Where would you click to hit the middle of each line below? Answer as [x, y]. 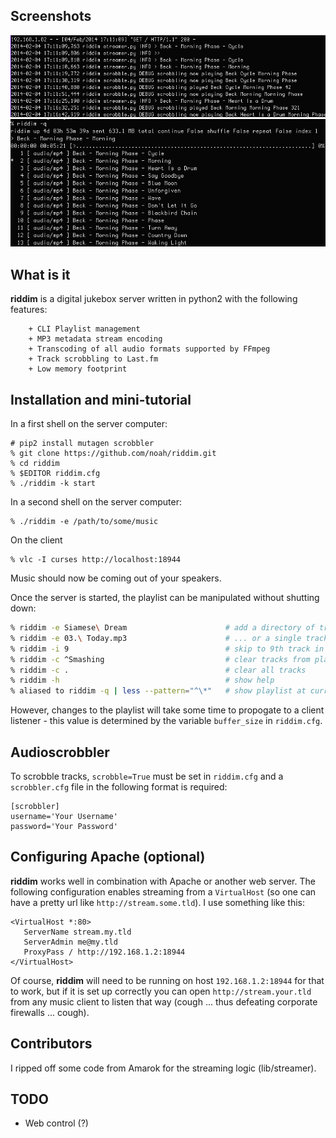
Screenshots [51, 16]
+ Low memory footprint [78, 369]
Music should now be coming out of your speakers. [116, 578]
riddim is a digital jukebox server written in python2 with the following [154, 299]
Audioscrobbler [60, 752]
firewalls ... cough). [50, 1012]
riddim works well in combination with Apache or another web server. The [163, 881]
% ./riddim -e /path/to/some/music [84, 522]
